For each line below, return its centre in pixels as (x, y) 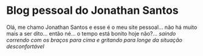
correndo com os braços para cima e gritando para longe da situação (94, 40)
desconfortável (25, 46)
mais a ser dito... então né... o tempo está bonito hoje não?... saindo (91, 33)
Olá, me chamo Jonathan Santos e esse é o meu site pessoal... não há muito (102, 27)
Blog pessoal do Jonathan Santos (92, 11)
